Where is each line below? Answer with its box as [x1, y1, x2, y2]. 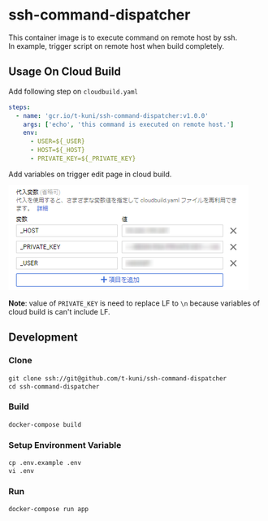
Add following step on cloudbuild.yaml [8, 86, 138, 96]
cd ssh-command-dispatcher [8, 382, 100, 391]
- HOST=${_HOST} [29, 146, 85, 154]
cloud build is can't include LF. [8, 306, 111, 316]
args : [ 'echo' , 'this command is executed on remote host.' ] [23, 120, 234, 128]
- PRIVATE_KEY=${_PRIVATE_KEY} [29, 154, 136, 163]
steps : [8, 103, 31, 111]
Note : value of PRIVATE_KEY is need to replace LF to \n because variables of [8, 298, 260, 308]
